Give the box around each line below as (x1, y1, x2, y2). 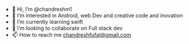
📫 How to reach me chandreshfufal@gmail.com (11, 32, 131, 38)
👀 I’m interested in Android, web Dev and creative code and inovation (11, 12, 183, 19)
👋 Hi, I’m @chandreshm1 (11, 6, 72, 12)
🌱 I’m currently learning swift (11, 18, 83, 25)
